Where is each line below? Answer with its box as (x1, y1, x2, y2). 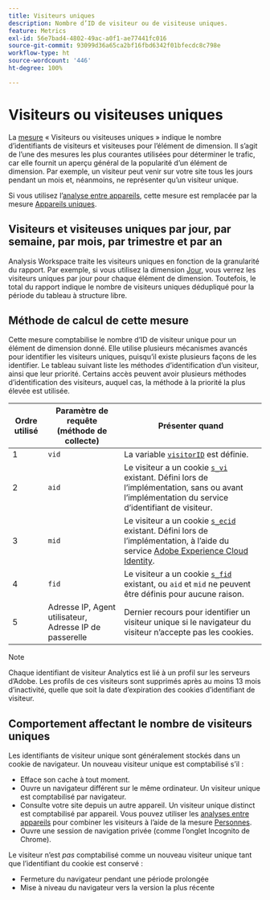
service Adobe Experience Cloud (124, 546, 249, 557)
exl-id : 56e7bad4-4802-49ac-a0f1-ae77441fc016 (8, 34, 167, 43)
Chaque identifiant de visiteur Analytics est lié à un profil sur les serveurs (8, 668, 251, 677)
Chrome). (19, 835, 52, 845)
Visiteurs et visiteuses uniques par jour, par (8, 223, 231, 236)
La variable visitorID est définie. (124, 449, 249, 460)
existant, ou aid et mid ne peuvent (124, 579, 252, 590)
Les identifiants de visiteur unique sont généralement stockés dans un (8, 751, 241, 760)
